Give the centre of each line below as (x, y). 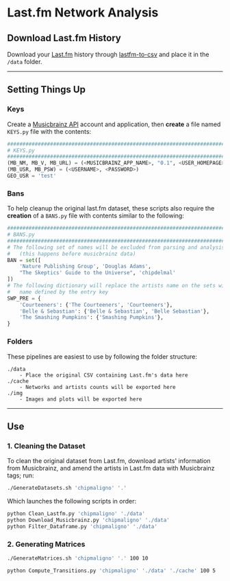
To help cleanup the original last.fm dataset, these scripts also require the (111, 209)
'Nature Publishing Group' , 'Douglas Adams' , (86, 266)
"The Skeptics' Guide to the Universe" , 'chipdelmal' (98, 273)
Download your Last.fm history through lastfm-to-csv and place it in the (108, 54)
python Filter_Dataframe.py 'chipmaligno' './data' (82, 526)
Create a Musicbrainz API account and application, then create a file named (114, 124)
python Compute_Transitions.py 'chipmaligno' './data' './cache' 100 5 (111, 571)
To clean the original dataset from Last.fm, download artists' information (109, 461)
